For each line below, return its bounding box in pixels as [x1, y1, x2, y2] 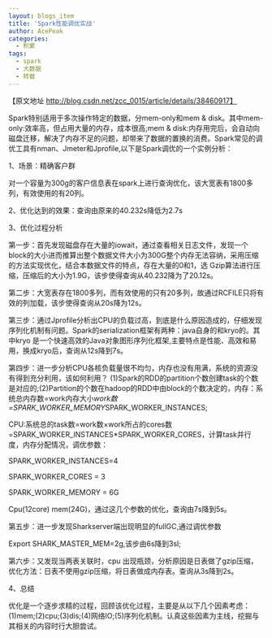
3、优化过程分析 [8, 223, 63, 232]
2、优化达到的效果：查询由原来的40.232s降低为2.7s [8, 205, 183, 215]
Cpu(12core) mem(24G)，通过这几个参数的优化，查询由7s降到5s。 [8, 504, 231, 514]
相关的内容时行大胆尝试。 [15, 621, 101, 631]
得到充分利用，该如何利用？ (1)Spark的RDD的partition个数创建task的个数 [15, 373, 259, 383]
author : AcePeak [8, 27, 63, 35]
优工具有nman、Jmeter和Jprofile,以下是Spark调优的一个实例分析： [8, 143, 233, 153]
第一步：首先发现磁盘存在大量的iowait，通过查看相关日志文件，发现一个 [8, 240, 249, 250]
